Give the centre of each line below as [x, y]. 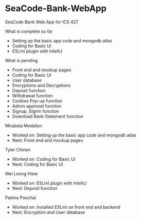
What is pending [21, 60]
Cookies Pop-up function [37, 101]
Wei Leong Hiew [21, 173]
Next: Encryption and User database [48, 212]
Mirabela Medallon [24, 126]
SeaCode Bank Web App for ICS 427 [42, 22]
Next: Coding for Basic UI [37, 164]
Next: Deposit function [35, 188]
